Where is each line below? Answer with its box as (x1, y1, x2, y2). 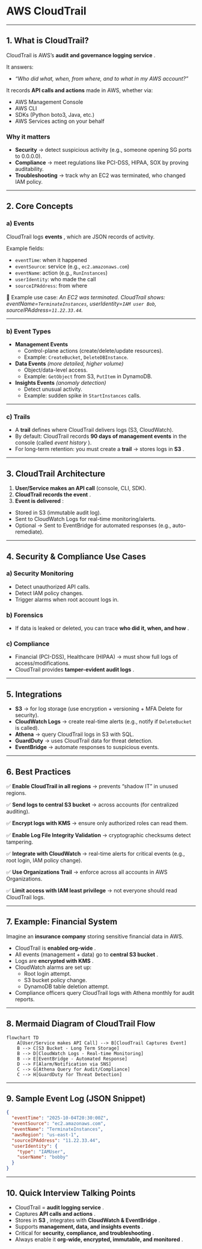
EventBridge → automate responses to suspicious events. (14, 744, 159, 751)
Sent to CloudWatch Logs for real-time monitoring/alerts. (14, 515, 156, 523)
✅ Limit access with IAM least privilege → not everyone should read (6, 887, 177, 894)
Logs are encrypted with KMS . (14, 957, 94, 964)
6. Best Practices (6, 767, 71, 777)
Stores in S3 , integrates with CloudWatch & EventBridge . (14, 1216, 161, 1224)
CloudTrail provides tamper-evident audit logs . (14, 666, 135, 673)
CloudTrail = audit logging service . (14, 1203, 104, 1211)
